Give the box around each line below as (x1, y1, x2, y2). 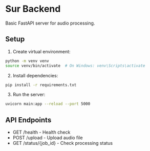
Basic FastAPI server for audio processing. (5, 20, 95, 26)
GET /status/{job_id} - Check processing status (12, 140, 113, 146)
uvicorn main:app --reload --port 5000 (5, 101, 91, 106)
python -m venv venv (5, 58, 50, 63)
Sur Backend (5, 3, 61, 15)
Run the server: (12, 92, 46, 98)
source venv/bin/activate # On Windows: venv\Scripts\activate (5, 63, 145, 68)
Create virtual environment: (12, 48, 71, 54)
